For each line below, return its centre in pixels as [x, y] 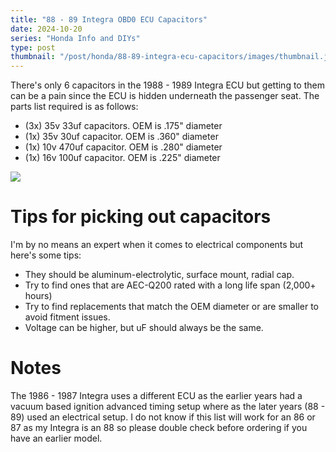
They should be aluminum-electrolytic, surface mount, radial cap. [159, 275]
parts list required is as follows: [74, 107]
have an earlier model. [56, 438]
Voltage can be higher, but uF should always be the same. [144, 328]
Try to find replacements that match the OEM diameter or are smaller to [171, 307]
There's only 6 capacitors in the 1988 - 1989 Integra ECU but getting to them [167, 85]
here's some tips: [46, 255]
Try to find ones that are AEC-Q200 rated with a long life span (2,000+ [170, 285]
